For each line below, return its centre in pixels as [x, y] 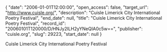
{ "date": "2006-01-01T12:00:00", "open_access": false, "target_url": [77, 7]
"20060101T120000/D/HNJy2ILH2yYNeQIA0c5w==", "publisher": [74, 29]
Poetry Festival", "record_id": [36, 23]
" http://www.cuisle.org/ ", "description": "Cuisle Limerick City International [83, 13]
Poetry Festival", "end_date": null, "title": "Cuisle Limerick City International [84, 18]
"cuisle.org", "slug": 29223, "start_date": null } [54, 34]
